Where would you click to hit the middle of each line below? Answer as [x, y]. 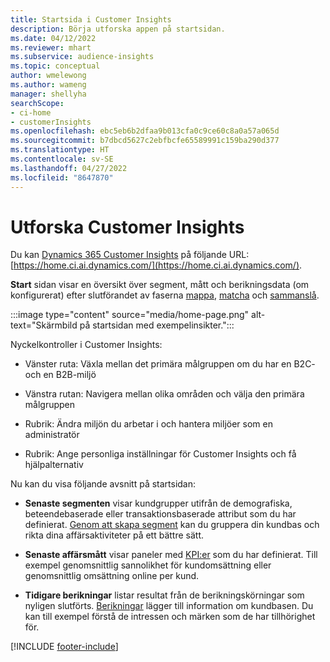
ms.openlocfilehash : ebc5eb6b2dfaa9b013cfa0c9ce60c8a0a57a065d [145, 131]
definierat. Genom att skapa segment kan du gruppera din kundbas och [172, 525]
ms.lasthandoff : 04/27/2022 [69, 168]
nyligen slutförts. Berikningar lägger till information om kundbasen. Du [169, 606]
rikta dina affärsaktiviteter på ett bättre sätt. [114, 535]
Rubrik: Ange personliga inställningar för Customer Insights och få [160, 454]
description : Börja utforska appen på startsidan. [118, 29]
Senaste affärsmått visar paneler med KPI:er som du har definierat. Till [171, 555]
